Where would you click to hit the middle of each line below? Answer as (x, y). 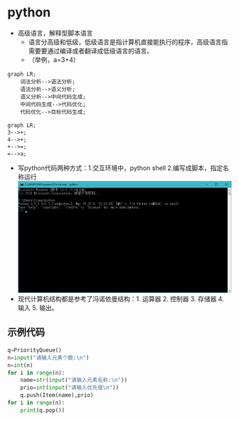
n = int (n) (20, 365)
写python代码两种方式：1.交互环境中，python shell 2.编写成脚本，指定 (120, 167)
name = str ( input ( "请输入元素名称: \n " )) (74, 380)
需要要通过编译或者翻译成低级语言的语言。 (91, 51)
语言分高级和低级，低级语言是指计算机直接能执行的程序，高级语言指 (128, 42)
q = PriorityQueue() (34, 350)
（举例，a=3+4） (54, 59)
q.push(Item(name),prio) (57, 395)
